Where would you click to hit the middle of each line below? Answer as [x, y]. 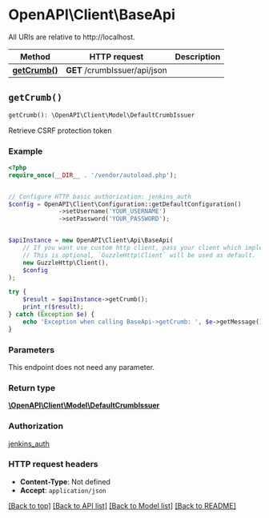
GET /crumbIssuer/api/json [116, 70]
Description [198, 56]
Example [26, 151]
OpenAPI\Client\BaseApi [92, 15]
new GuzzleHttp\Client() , [66, 263]
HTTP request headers [53, 464]
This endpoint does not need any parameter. [81, 367]
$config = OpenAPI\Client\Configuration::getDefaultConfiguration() [125, 204]
